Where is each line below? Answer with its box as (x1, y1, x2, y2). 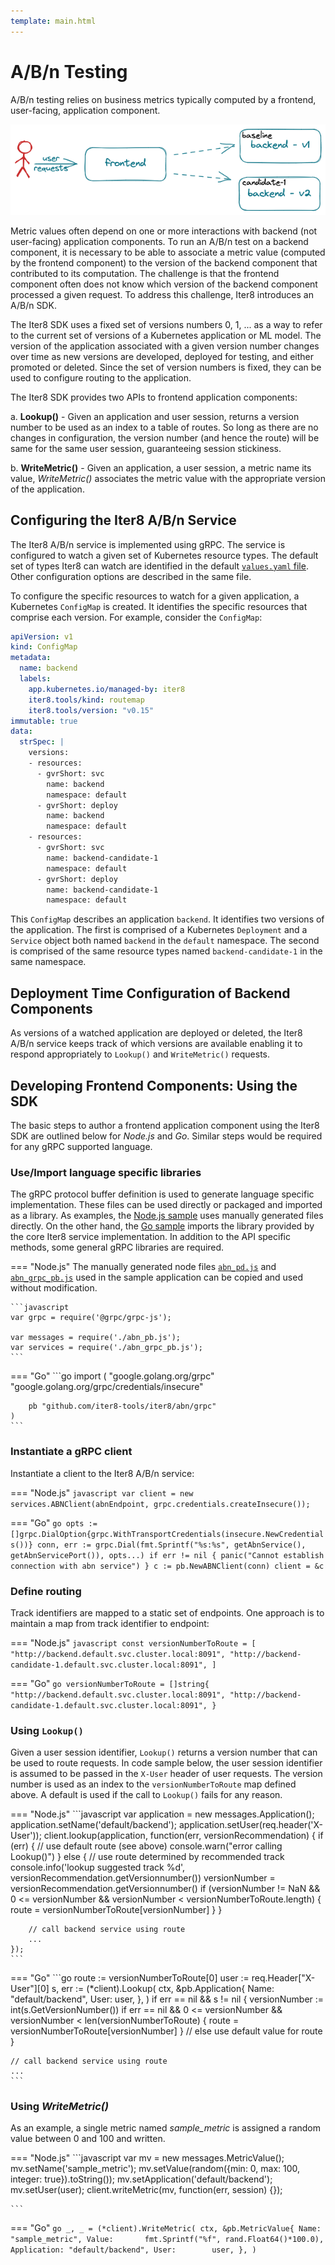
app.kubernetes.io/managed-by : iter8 (28, 684, 186, 694)
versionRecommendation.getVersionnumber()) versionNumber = (10, 1872, 276, 1884)
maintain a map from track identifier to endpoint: (10, 1617, 210, 1629)
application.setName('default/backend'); (10, 1819, 178, 1831)
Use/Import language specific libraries (10, 1165, 202, 1179)
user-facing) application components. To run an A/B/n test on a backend (10, 235, 309, 247)
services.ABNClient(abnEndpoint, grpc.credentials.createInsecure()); (10, 1499, 311, 1509)
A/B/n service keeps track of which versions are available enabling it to (10, 1038, 303, 1050)
